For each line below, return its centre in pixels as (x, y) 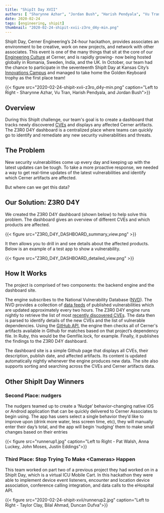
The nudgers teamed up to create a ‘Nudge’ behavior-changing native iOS (80, 406)
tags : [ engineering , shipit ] (35, 23)
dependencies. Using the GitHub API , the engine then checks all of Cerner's (82, 326)
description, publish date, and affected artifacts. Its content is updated (76, 356)
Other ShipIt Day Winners (45, 382)
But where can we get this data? (37, 187)
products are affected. (28, 224)
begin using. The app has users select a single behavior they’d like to (74, 416)
